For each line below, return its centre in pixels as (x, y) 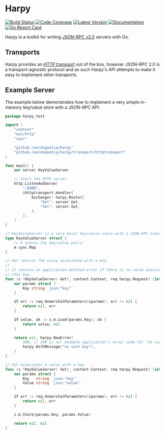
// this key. (18, 274)
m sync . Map (25, 247)
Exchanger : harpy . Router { (58, 197)
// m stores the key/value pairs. (49, 243)
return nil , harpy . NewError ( (44, 338)
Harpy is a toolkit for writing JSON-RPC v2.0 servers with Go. (67, 37)
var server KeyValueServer (41, 170)
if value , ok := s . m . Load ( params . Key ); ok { (60, 319)
